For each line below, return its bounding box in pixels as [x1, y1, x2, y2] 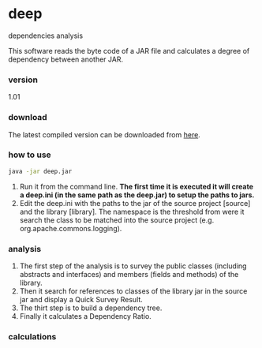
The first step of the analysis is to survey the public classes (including [19, 261, 247, 271]
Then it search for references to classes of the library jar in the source [19, 286, 248, 296]
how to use [8, 149, 51, 160]
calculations [8, 331, 57, 342]
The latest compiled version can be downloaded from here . [8, 129, 201, 139]
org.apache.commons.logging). [19, 223, 122, 233]
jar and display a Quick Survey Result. [19, 295, 144, 304]
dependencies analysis [8, 31, 84, 40]
